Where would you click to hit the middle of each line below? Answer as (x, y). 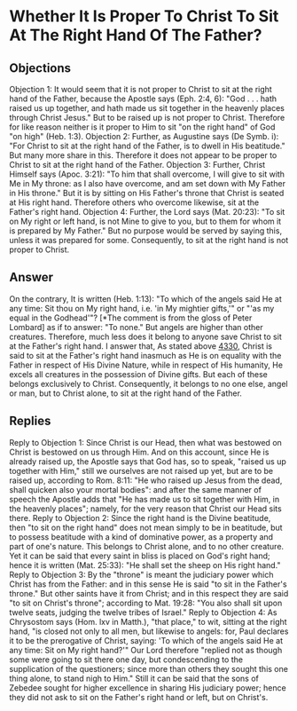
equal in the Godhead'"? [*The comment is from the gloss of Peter (131, 318)
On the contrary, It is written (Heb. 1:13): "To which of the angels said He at (145, 298)
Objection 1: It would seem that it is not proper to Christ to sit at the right (141, 89)
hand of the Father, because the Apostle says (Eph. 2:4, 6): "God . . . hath (143, 99)
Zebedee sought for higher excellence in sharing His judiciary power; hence (148, 687)
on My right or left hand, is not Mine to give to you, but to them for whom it (145, 221)
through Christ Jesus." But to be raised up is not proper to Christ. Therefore (147, 118)
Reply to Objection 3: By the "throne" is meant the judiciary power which (141, 574)
